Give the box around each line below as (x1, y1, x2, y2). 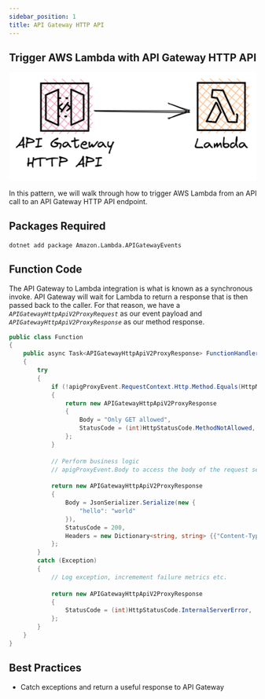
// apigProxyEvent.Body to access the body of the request (50, 466, 248, 474)
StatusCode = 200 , (64, 523, 126, 532)
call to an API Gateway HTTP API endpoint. (9, 196, 148, 206)
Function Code (9, 263, 83, 276)
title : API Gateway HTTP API (9, 20, 105, 29)
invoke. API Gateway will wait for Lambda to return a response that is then (9, 291, 248, 302)
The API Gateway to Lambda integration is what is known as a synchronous (9, 284, 253, 293)
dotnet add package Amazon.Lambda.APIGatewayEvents (9, 241, 182, 249)
